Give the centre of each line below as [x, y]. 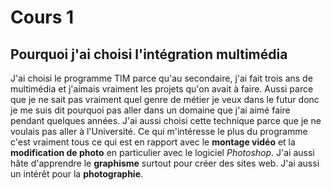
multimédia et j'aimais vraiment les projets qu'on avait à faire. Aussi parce [162, 89]
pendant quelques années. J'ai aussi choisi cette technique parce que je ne [166, 120]
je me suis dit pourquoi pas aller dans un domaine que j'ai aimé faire [150, 110]
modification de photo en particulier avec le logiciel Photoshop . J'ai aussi [162, 152]
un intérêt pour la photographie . [77, 174]
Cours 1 [42, 17]
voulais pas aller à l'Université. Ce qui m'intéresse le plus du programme [159, 131]
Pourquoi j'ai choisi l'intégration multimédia [149, 54]
